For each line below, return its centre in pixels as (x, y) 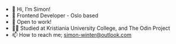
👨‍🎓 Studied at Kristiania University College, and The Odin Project (91, 28)
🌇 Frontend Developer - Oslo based (55, 15)
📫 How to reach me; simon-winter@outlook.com (72, 35)
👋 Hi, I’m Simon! (31, 9)
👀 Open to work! (32, 22)
